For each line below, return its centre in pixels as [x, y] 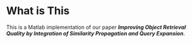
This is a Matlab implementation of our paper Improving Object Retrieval [96, 27]
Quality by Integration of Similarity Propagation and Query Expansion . [96, 33]
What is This [38, 11]
